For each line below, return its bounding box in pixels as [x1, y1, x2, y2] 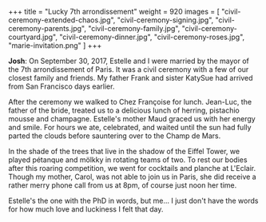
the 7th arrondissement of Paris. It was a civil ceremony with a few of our [8, 65, 249, 74]
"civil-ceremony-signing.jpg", [117, 15, 214, 25]
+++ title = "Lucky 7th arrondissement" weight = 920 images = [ [8, 7, 220, 16]
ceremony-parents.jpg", [8, 24, 86, 33]
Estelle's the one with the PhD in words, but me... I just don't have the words [8, 196, 259, 205]
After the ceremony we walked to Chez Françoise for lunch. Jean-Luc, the [8, 97, 252, 106]
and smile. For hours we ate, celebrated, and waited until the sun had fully [8, 123, 252, 132]
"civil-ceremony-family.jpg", [87, 24, 181, 33]
